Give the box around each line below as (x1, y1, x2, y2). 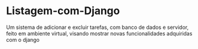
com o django (6, 36, 40, 43)
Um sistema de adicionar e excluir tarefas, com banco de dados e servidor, (6, 24, 189, 31)
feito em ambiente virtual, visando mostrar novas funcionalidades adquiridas (6, 30, 193, 37)
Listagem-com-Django (6, 4, 120, 18)
